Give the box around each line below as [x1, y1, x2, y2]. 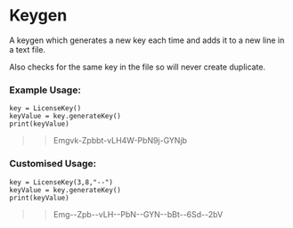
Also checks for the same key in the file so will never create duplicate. [9, 61, 265, 72]
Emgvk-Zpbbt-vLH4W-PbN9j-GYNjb [53, 135, 188, 146]
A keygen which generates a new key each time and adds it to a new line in [9, 35, 285, 45]
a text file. [9, 44, 46, 54]
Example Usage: [9, 84, 82, 96]
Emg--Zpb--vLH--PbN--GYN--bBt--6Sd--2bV [53, 208, 224, 219]
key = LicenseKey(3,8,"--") [9, 177, 114, 187]
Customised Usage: [9, 158, 96, 170]
